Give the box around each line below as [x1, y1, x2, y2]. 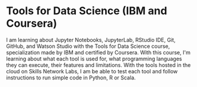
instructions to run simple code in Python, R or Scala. [6, 74, 136, 81]
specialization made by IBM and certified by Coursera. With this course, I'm [6, 49, 191, 56]
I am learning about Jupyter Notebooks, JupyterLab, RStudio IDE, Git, [6, 36, 176, 43]
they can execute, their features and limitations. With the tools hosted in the [6, 61, 191, 69]
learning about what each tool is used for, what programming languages [6, 55, 182, 62]
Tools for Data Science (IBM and [6, 4, 167, 18]
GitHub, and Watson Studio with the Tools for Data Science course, [6, 43, 170, 50]
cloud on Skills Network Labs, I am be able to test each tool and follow [6, 67, 178, 75]
